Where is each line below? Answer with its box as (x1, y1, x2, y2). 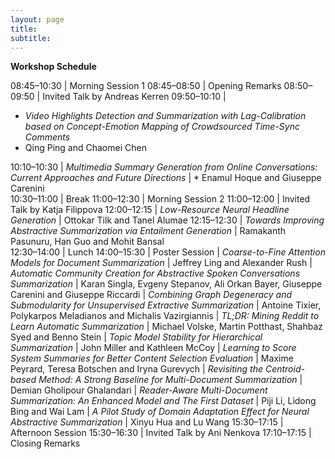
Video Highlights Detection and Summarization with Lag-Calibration (24, 110, 307, 122)
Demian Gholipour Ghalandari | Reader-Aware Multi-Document (10, 384, 268, 396)
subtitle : (10, 33, 52, 43)
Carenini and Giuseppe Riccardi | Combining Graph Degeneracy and (10, 289, 293, 301)
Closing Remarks (10, 437, 81, 450)
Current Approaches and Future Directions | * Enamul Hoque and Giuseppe (10, 172, 322, 184)
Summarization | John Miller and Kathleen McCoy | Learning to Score (10, 342, 297, 354)
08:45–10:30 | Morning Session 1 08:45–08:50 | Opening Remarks (10, 80, 282, 92)
